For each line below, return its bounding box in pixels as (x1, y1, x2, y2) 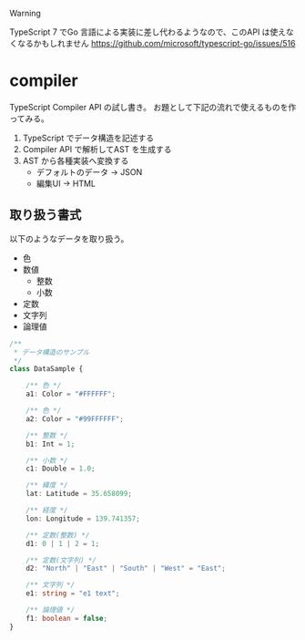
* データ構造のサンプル (13, 347, 90, 356)
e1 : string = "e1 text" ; (25, 589, 120, 598)
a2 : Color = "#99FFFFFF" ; (25, 414, 125, 423)
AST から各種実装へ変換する (22, 155, 129, 166)
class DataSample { (9, 365, 84, 374)
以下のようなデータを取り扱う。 (9, 232, 129, 244)
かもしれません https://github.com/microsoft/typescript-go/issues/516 (33, 38, 296, 48)
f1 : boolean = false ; (25, 614, 107, 623)
